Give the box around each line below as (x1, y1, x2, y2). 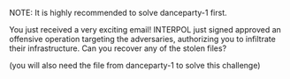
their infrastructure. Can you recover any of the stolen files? (9, 43, 227, 54)
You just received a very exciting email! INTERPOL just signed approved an (9, 25, 281, 34)
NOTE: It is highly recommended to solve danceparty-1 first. (9, 8, 227, 18)
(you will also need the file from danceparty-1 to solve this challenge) (9, 61, 261, 70)
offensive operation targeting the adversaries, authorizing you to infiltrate (9, 34, 276, 44)
